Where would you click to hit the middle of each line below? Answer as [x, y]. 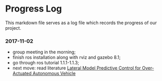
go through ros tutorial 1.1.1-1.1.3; [46, 63]
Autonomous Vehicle [54, 73]
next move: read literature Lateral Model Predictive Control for [77, 68]
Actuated [22, 73]
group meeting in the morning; [44, 52]
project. [13, 28]
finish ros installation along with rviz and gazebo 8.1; [66, 57]
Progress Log [33, 9]
